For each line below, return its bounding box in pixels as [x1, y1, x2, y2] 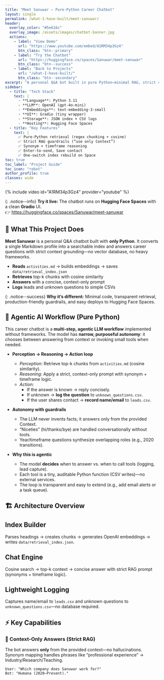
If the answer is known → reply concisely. [26, 386, 111, 392]
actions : [9, 35, 27, 40]
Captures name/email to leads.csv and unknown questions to [5, 598, 128, 605]
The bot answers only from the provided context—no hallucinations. [5, 647, 143, 653]
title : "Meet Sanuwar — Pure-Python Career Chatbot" [5, 7, 115, 12]
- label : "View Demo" [14, 39, 58, 44]
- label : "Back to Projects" [14, 67, 73, 71]
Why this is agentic [12, 451, 52, 457]
